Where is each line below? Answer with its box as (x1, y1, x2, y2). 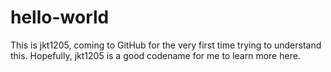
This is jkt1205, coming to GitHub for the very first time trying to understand (10, 39, 322, 51)
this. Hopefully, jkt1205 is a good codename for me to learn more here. (10, 49, 301, 61)
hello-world (10, 6, 110, 29)
